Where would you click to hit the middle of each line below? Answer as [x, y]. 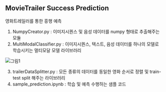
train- [155, 71]
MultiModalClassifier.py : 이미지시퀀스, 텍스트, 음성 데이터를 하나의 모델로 [86, 44]
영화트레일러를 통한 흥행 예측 [33, 21]
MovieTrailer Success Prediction [57, 8]
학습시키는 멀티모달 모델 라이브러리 [47, 50]
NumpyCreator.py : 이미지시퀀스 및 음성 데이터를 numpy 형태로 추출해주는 [86, 31]
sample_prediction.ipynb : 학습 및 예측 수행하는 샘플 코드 [69, 84]
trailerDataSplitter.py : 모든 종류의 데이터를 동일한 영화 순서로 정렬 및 [80, 71]
